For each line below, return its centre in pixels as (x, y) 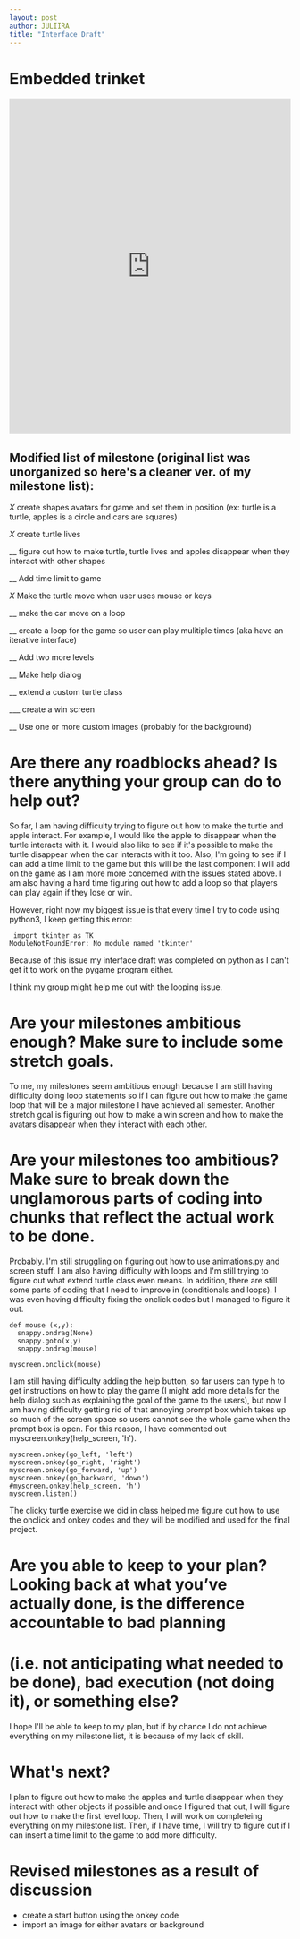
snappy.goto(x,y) (50, 1341)
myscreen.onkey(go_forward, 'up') (74, 1470)
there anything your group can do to (146, 782)
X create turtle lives (45, 535)
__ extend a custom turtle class (66, 692)
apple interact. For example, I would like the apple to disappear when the (143, 836)
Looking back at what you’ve (118, 1585)
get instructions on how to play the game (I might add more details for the (145, 1390)
